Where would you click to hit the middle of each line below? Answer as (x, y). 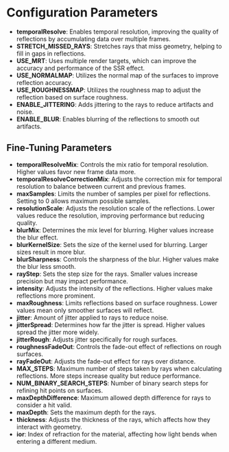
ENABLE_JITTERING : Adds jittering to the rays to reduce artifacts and (115, 104)
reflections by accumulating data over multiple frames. (93, 38)
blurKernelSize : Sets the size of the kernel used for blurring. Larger (112, 244)
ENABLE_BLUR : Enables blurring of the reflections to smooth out (108, 119)
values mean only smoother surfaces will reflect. (85, 310)
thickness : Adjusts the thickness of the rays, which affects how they (113, 419)
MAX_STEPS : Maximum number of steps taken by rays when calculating (119, 368)
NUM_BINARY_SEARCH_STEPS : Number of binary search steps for (112, 383)
